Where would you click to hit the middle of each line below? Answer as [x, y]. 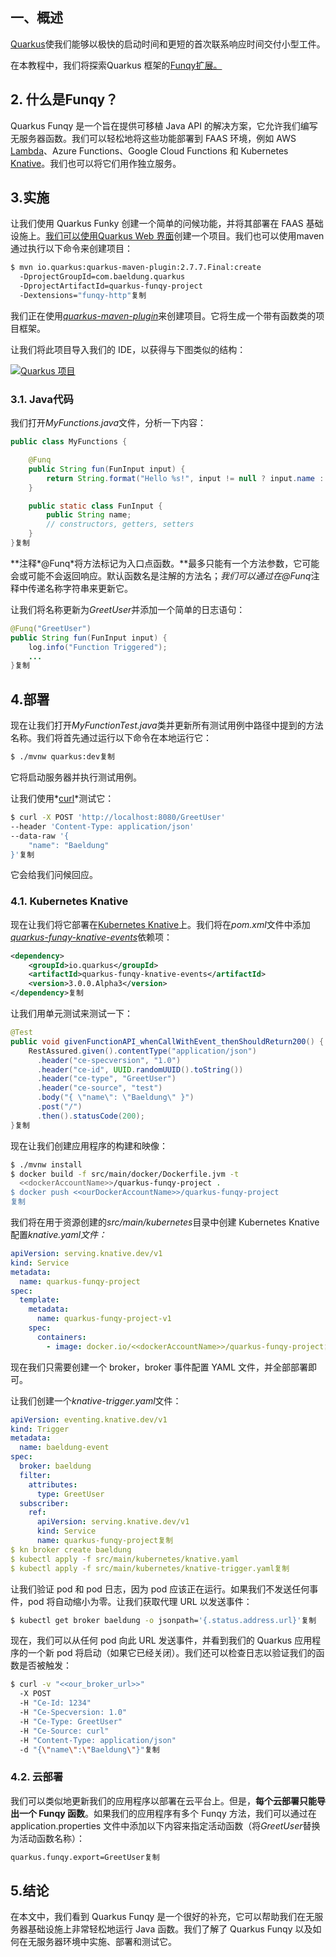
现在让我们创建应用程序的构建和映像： [89, 1145]
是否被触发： [45, 1665]
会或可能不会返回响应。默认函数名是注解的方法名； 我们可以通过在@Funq [161, 575]
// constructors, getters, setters [120, 524]
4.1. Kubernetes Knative [69, 901]
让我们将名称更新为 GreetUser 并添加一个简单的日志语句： [128, 609]
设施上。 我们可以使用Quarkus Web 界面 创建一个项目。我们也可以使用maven [167, 236]
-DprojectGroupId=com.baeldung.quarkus [102, 277]
